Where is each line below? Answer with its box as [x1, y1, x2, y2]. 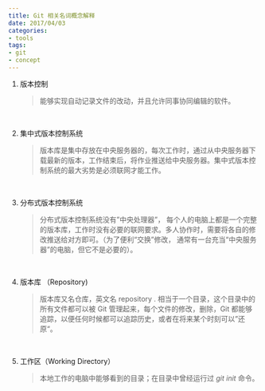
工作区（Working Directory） [19, 356, 115, 365]
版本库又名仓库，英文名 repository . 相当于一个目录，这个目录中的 [39, 294, 256, 303]
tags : [8, 41, 26, 49]
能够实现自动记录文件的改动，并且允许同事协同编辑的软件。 [39, 96, 236, 105]
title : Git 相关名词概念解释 [8, 11, 95, 20]
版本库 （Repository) [19, 277, 88, 286]
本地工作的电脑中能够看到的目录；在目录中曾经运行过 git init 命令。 [39, 373, 259, 383]
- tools [8, 34, 34, 42]
